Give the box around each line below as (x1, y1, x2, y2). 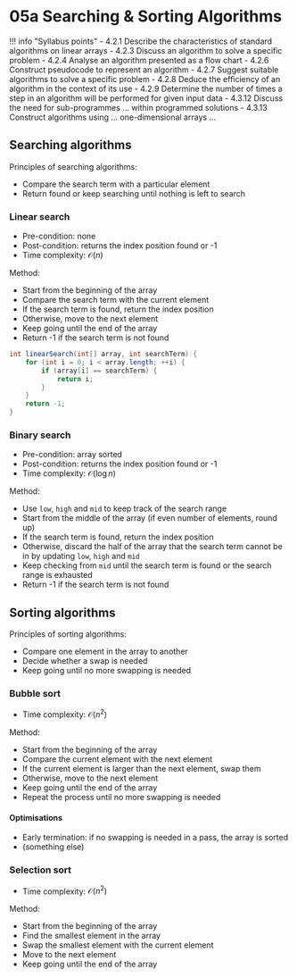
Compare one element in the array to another (21, 646, 189, 657)
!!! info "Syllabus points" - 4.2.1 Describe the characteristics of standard (9, 36, 273, 46)
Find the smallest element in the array (21, 931, 161, 941)
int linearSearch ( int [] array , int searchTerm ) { (9, 350, 198, 359)
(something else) (21, 841, 85, 852)
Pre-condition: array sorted (21, 449, 123, 460)
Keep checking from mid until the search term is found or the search (21, 560, 272, 571)
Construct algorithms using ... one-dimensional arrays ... (9, 112, 217, 122)
